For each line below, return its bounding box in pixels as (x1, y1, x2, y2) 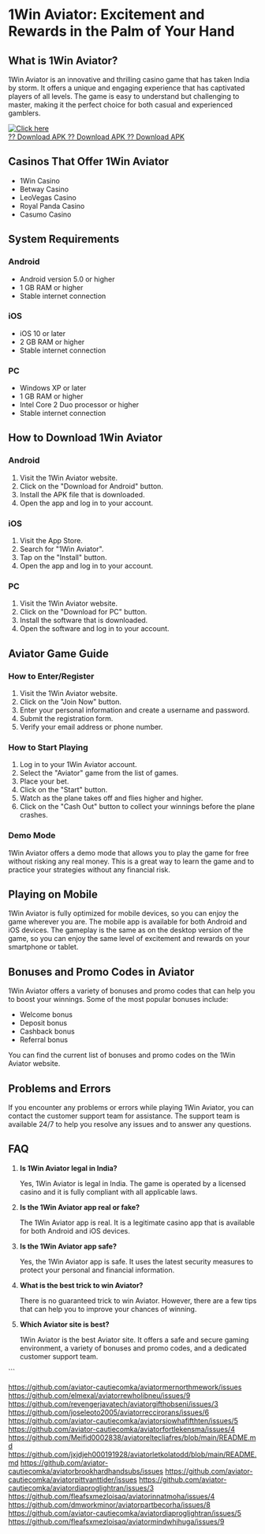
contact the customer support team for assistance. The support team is (8, 1111, 241, 1120)
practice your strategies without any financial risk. (8, 864, 171, 875)
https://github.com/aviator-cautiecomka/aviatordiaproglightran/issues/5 (8, 1508, 242, 1517)
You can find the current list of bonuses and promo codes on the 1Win (8, 1050, 236, 1060)
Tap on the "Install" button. (19, 553, 108, 562)
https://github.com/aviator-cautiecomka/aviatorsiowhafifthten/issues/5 (8, 1415, 239, 1425)
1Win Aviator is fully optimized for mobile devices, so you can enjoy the (8, 909, 239, 918)
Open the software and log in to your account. (19, 624, 170, 633)
